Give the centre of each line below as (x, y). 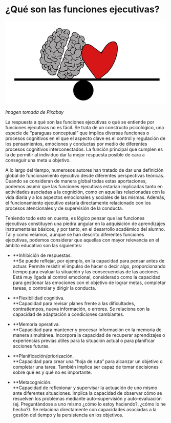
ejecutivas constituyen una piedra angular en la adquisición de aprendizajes (85, 224)
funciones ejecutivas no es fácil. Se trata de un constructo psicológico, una (85, 128)
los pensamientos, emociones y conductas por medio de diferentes (76, 144)
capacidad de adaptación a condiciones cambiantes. (68, 314)
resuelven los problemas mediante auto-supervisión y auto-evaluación (87, 399)
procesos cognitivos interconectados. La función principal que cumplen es (84, 149)
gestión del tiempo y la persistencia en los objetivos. (68, 415)
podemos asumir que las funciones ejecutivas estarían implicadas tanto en (84, 187)
